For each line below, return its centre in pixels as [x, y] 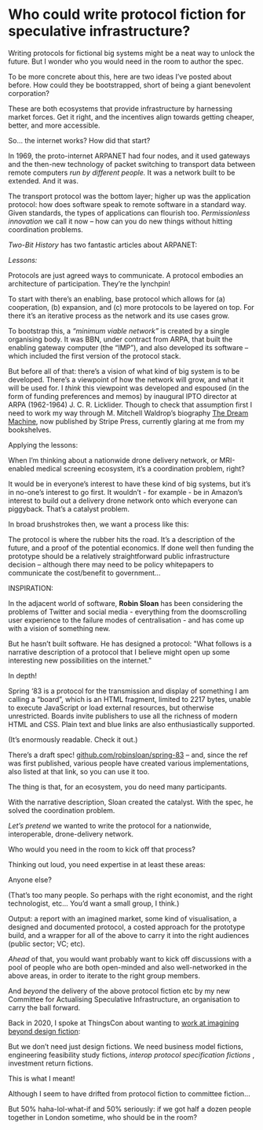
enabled [21, 468]
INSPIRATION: [31, 588]
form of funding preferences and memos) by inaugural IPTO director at [122, 396]
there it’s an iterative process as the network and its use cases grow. [119, 316]
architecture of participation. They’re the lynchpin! [89, 283]
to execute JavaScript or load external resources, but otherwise [111, 707]
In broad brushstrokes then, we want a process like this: [99, 524]
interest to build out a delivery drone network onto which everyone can [123, 500]
